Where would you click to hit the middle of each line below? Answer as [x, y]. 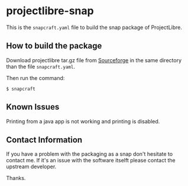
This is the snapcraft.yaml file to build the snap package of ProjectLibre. [94, 27]
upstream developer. [31, 166]
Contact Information [44, 139]
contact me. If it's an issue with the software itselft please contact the [91, 161]
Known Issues [33, 107]
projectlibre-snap [50, 11]
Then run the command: [35, 78]
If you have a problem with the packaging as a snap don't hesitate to [90, 154]
